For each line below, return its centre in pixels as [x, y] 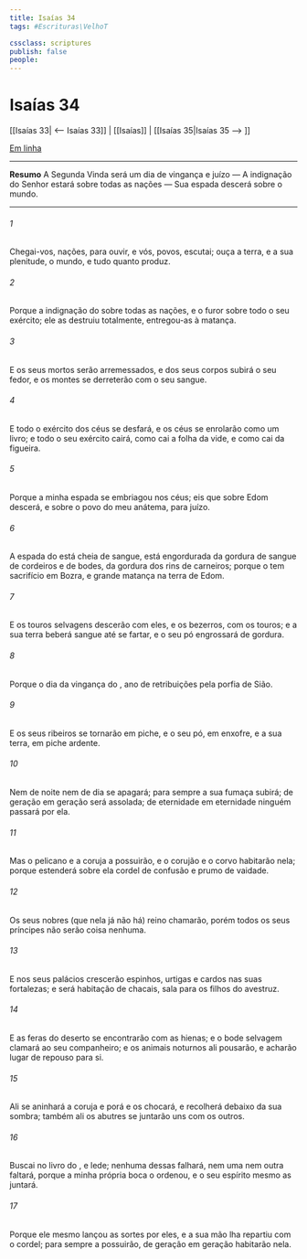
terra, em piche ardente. [55, 742]
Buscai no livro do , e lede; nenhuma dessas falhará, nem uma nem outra [147, 1166]
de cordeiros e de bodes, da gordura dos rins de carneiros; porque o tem [147, 566]
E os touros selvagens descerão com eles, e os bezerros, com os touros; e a [153, 625]
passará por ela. [40, 812]
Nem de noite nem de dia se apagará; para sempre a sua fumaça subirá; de [152, 793]
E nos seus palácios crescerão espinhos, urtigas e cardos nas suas [136, 978]
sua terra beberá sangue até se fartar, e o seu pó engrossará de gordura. [147, 635]
